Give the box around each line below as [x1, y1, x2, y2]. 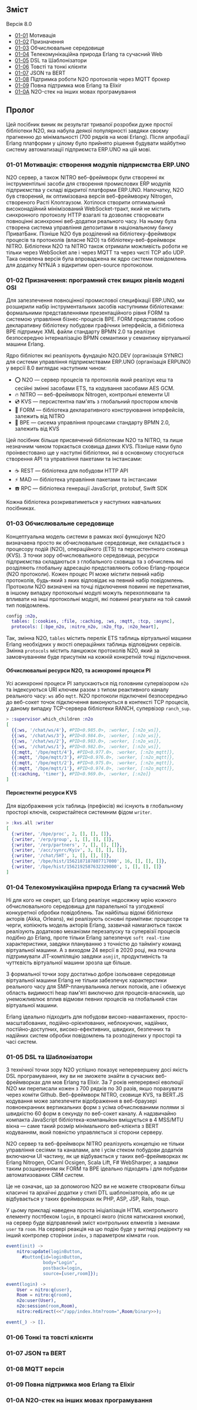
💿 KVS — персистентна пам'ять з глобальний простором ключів [14, 398, 178, 405]
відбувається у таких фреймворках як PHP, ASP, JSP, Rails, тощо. [6, 1195, 171, 1203]
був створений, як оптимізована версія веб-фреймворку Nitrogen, [6, 193, 173, 200]
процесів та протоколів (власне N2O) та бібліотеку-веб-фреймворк [6, 236, 176, 243]
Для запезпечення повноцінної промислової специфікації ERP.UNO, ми [6, 297, 185, 304]
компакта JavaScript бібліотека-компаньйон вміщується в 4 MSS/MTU [6, 1116, 184, 1123]
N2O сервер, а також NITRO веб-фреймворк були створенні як [6, 174, 165, 181]
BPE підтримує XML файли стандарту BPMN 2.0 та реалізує [6, 328, 156, 335]
